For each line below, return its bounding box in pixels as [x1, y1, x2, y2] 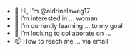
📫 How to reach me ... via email [14, 37, 109, 45]
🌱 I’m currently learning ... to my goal [14, 22, 123, 30]
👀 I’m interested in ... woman [14, 14, 98, 22]
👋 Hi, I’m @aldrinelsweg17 [14, 7, 91, 15]
